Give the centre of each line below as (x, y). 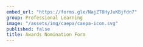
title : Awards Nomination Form (46, 35)
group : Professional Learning (45, 18)
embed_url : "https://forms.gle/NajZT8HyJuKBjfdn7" (72, 12)
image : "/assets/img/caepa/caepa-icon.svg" (62, 23)
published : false (28, 29)
